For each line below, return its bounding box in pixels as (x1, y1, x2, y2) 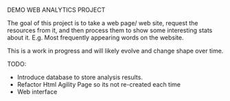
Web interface (16, 88, 58, 96)
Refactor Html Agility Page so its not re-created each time (16, 81, 181, 88)
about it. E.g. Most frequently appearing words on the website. (7, 33, 184, 42)
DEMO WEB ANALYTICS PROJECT (7, 6, 106, 14)
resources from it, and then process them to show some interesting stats (7, 27, 213, 34)
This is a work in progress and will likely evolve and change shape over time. (7, 47, 224, 55)
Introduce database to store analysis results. (16, 73, 143, 81)
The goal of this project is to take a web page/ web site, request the (7, 19, 198, 27)
